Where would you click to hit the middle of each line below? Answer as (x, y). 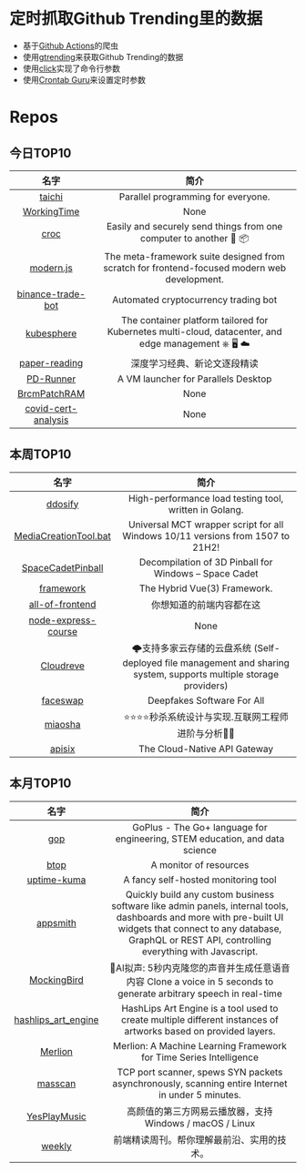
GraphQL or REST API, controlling (200, 940)
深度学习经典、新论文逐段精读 (195, 363)
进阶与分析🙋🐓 (206, 733)
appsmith (56, 922)
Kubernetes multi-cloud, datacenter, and (194, 331)
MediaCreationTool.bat (63, 535)
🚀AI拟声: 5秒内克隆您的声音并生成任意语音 (199, 968)
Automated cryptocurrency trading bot (195, 300)
